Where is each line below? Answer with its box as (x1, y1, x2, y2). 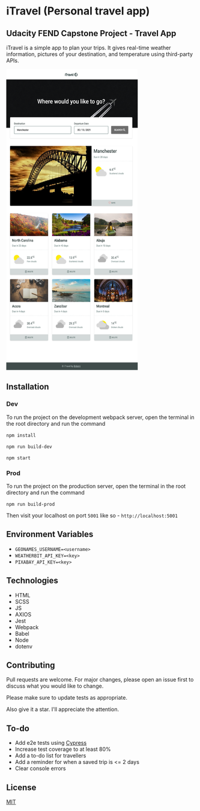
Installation (6, 382, 49, 392)
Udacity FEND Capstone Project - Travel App (6, 28, 177, 39)
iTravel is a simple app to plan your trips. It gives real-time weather (6, 44, 171, 51)
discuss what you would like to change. (6, 682, 104, 690)
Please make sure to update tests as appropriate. (6, 694, 128, 701)
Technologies (6, 576, 59, 586)
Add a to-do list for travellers (14, 752, 86, 759)
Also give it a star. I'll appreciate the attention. (6, 706, 120, 713)
